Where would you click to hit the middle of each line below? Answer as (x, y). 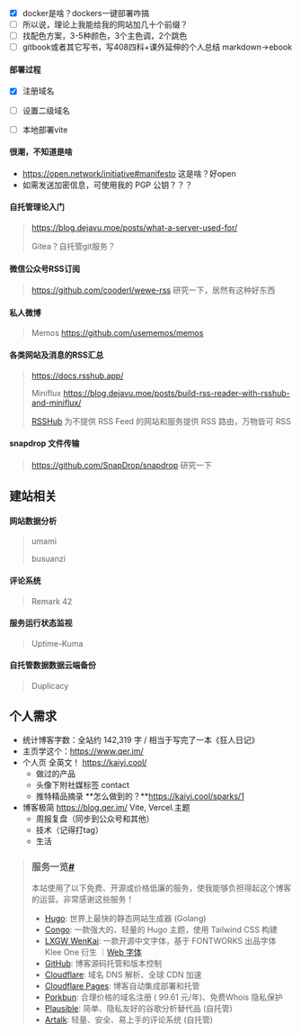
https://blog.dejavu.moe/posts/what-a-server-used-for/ (134, 228)
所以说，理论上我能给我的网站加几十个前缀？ (105, 24)
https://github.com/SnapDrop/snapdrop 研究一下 (122, 465)
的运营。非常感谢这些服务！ (83, 900)
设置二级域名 (46, 110)
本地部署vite (45, 130)
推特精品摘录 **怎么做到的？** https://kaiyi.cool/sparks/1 (140, 796)
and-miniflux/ (56, 403)
